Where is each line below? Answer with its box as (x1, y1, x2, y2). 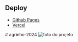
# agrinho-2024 (5, 31, 37, 37)
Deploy (5, 4, 27, 12)
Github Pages (12, 17, 40, 22)
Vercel (12, 22, 26, 28)
